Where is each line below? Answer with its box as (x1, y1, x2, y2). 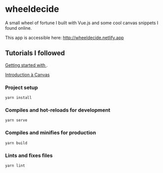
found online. (5, 25, 32, 31)
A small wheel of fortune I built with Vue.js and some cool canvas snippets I (5, 20, 159, 26)
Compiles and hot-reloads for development (5, 106, 111, 113)
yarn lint (5, 163, 26, 168)
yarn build (5, 140, 28, 145)
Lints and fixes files (5, 152, 53, 159)
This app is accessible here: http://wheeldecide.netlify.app (5, 35, 124, 41)
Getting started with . (5, 62, 48, 68)
